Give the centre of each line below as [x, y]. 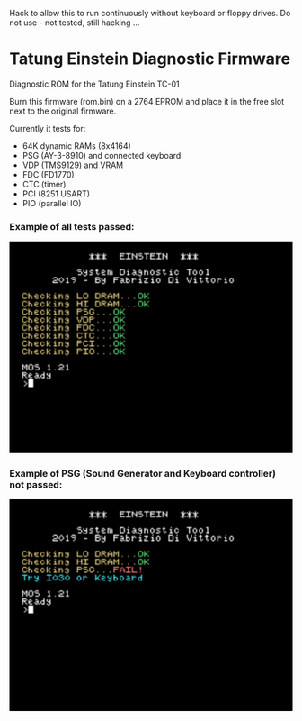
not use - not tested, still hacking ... [75, 23]
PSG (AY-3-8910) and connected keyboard [102, 155]
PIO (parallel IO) [52, 203]
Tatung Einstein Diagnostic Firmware [150, 59]
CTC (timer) [44, 184]
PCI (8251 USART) [56, 194]
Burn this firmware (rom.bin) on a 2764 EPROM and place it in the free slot [147, 101]
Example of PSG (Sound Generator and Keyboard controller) [143, 473]
